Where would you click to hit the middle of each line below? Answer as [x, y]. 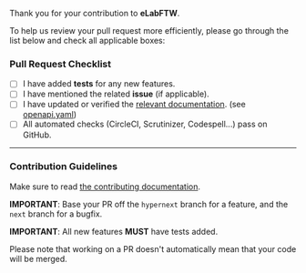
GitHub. [37, 135]
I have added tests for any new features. [99, 84]
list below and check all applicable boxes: [87, 40]
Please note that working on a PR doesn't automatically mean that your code [153, 248]
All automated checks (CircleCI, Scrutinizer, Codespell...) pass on [145, 124]
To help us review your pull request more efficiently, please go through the [149, 30]
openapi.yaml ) [50, 115]
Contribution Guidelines [64, 167]
